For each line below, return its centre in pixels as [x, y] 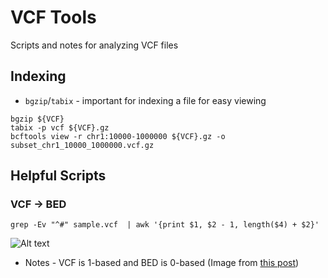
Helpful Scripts [58, 176]
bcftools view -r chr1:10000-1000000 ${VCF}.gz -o [118, 136]
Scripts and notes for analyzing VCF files [94, 45]
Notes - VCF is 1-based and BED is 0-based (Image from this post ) [162, 263]
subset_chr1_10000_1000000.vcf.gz [82, 145]
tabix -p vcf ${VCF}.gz [60, 127]
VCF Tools [53, 17]
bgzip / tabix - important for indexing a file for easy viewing [145, 100]
